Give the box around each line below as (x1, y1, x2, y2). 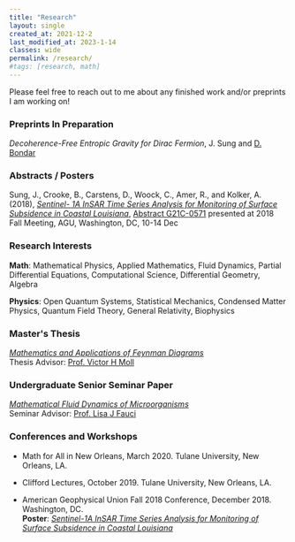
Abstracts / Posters (9, 170, 95, 182)
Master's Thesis (9, 327, 81, 340)
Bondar (9, 148, 36, 158)
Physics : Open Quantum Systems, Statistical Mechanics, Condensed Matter (9, 295, 287, 306)
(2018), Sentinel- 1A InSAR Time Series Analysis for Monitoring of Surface (9, 199, 278, 210)
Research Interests (9, 240, 93, 252)
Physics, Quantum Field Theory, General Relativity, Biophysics (9, 305, 236, 316)
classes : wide (9, 46, 62, 55)
